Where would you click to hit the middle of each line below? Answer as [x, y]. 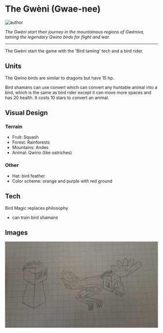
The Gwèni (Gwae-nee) [53, 9]
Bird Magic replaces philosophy [37, 208]
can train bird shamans [35, 217]
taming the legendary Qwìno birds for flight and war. [57, 37]
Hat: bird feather [28, 176]
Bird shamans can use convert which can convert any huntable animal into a [81, 87]
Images [16, 232]
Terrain [14, 127]
